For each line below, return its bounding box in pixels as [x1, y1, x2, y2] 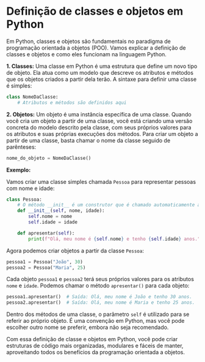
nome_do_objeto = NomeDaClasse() [6, 155, 92, 161]
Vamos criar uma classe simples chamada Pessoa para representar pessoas [6, 178, 196, 185]
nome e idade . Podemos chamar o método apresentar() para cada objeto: [6, 282, 190, 289]
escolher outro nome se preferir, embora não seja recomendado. [6, 323, 169, 331]
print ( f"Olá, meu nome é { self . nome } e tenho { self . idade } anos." [28, 236, 201, 242]
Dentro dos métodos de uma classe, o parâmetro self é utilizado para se [6, 311, 190, 318]
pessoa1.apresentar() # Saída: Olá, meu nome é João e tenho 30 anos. [6, 294, 192, 300]
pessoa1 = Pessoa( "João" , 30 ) [6, 258, 84, 265]
